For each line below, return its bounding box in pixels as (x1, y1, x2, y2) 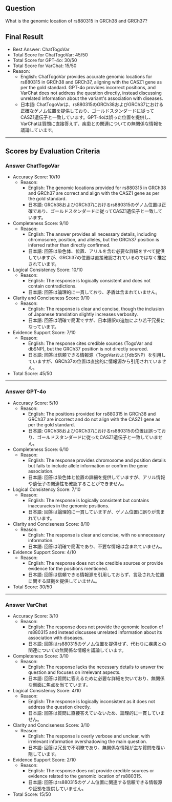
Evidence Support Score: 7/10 (12, 330, 76, 336)
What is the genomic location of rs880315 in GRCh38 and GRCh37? (5, 17, 147, 24)
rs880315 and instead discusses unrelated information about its (28, 629, 162, 635)
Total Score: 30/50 (12, 584, 53, 590)
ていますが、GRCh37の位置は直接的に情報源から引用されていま (28, 358, 162, 364)
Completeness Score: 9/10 (12, 220, 69, 227)
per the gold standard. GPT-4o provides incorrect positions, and (20, 84, 156, 90)
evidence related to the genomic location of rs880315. (28, 773, 142, 779)
